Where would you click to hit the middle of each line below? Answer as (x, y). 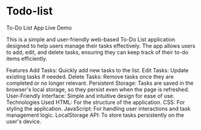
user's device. (24, 121)
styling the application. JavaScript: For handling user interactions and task (98, 108)
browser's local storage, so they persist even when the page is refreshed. (98, 89)
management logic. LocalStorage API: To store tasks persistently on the (95, 115)
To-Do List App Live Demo (39, 28)
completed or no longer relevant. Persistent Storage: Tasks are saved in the (100, 83)
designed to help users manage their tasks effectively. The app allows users (101, 46)
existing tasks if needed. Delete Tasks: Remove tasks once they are (90, 76)
